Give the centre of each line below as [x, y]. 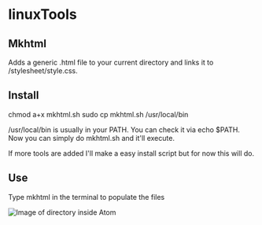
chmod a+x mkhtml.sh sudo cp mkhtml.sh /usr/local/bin [98, 114]
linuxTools [42, 15]
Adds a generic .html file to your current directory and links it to [111, 62]
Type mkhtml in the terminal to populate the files [87, 197]
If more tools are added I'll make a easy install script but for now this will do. [131, 153]
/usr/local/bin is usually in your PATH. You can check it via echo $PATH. [124, 129]
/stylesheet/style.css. [43, 71]
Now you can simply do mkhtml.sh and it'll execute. [92, 138]
